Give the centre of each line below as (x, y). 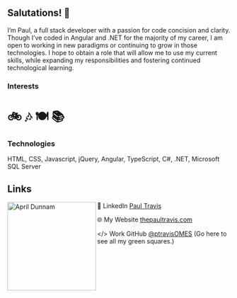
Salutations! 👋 (39, 13)
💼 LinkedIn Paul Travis (129, 206)
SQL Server (24, 166)
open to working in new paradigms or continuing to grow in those (103, 45)
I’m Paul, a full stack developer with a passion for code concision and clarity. (119, 30)
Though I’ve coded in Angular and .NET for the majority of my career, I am (115, 38)
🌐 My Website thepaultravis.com (145, 219)
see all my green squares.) (136, 241)
